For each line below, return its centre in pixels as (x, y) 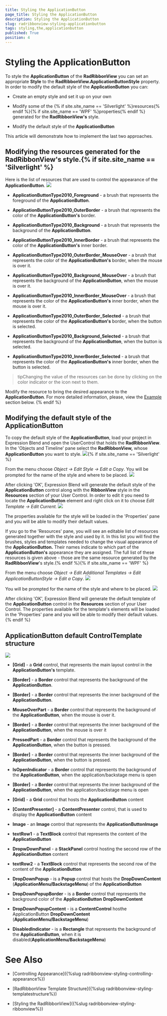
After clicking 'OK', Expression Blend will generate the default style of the (80, 485)
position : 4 (17, 38)
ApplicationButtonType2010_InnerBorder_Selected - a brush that (81, 356)
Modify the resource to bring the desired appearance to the (66, 391)
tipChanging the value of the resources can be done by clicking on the (89, 376)
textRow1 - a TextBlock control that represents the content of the (80, 834)
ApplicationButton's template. (44, 670)
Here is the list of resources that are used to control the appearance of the (82, 179)
